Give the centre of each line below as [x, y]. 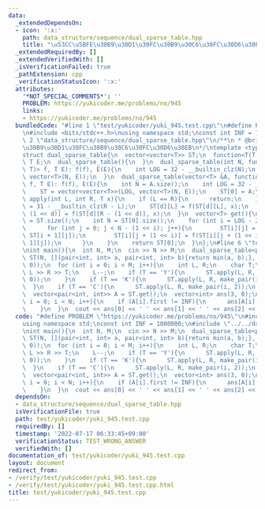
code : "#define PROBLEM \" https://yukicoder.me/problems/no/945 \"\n [130, 316]
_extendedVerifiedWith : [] [60, 60]
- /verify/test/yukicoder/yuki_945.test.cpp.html [91, 485]
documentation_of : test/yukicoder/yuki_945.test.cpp [97, 456]
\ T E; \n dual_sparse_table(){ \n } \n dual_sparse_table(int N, [134, 163]
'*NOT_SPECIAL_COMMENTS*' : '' [72, 96]
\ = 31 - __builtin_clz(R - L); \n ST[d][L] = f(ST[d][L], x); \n [135, 206]
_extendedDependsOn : [49, 23]
